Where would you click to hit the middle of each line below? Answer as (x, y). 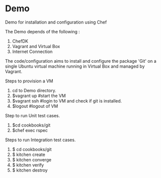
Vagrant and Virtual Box (36, 46)
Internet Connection (32, 51)
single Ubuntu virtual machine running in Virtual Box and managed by (75, 66)
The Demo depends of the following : (43, 31)
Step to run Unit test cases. (33, 115)
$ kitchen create (29, 154)
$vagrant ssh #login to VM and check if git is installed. (67, 101)
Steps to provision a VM (29, 81)
